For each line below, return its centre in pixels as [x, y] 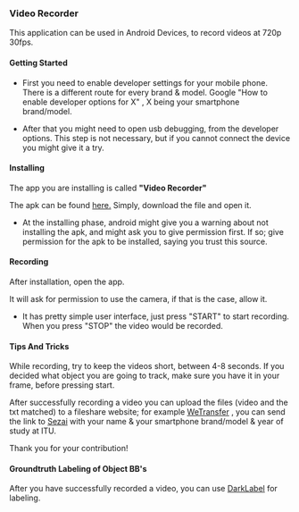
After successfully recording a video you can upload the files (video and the [149, 403]
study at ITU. [33, 431]
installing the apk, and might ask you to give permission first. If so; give [153, 231]
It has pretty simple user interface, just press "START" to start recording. [156, 316]
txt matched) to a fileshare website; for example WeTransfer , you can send [147, 412]
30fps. [21, 42]
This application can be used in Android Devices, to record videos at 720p [145, 33]
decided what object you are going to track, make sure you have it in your [145, 376]
